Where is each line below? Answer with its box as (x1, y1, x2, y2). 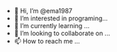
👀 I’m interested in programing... (13, 14, 108, 22)
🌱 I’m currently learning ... (13, 22, 90, 30)
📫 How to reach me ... (13, 37, 80, 45)
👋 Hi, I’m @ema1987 (13, 7, 73, 15)
